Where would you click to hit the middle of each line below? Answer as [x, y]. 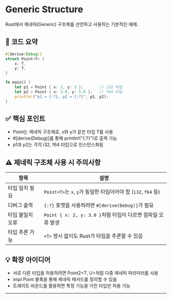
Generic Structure [44, 9]
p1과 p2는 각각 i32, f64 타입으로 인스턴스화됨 [58, 145]
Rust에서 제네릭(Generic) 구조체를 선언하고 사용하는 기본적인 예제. [72, 24]
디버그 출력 [20, 205]
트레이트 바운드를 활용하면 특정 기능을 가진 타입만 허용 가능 [71, 286]
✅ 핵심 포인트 [25, 119]
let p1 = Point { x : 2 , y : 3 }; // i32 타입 [69, 87]
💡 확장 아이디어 [28, 260]
